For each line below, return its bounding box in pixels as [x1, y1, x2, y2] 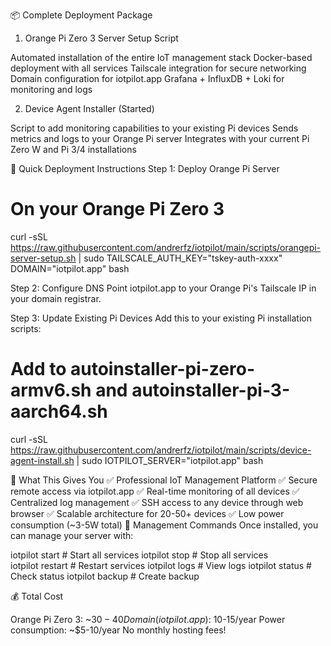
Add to [10, 358, 67, 381]
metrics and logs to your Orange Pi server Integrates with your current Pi [10, 133, 310, 144]
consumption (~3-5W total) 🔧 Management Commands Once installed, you [10, 519, 319, 531]
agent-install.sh [10, 454, 75, 466]
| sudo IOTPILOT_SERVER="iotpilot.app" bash [76, 454, 264, 466]
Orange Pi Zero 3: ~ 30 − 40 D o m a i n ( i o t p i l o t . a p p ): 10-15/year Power [10, 613, 286, 625]
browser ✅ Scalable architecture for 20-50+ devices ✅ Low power [10, 507, 285, 519]
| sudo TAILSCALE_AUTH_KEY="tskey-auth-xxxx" [78, 252, 283, 264]
